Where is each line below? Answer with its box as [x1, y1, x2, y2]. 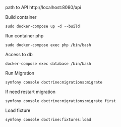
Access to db [5, 52, 33, 57]
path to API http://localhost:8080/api [5, 5, 82, 10]
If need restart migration [5, 89, 56, 95]
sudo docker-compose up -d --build [5, 24, 80, 29]
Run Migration [5, 70, 34, 76]
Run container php [5, 33, 44, 38]
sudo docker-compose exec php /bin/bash [5, 43, 92, 48]
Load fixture [5, 107, 31, 113]
